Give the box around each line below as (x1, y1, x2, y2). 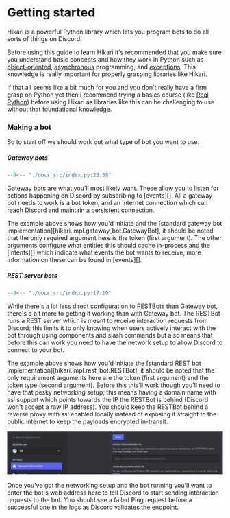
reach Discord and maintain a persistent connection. (7, 206, 155, 214)
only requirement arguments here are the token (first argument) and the (7, 373, 209, 381)
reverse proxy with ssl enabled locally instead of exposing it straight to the (7, 410, 217, 418)
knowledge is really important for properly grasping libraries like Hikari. (7, 70, 207, 78)
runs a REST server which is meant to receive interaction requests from (7, 316, 208, 325)
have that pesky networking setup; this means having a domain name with (7, 388, 217, 396)
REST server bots (7, 271, 58, 279)
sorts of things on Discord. (7, 34, 82, 43)
